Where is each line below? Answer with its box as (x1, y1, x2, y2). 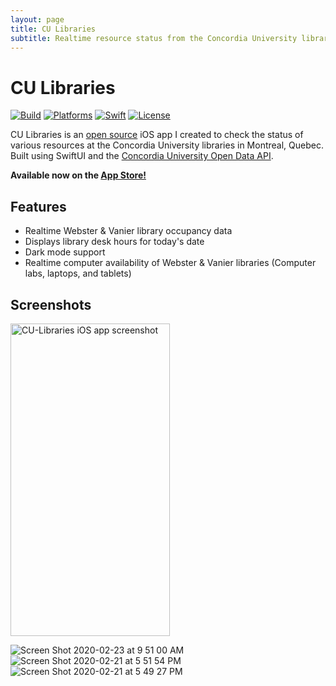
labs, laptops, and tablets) (24, 267, 132, 280)
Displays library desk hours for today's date (24, 236, 205, 248)
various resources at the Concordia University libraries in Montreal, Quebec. (10, 139, 324, 151)
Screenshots (10, 296, 92, 313)
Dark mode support (24, 246, 106, 258)
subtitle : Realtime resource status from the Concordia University (10, 33, 298, 43)
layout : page (10, 14, 65, 25)
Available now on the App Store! (10, 169, 147, 181)
